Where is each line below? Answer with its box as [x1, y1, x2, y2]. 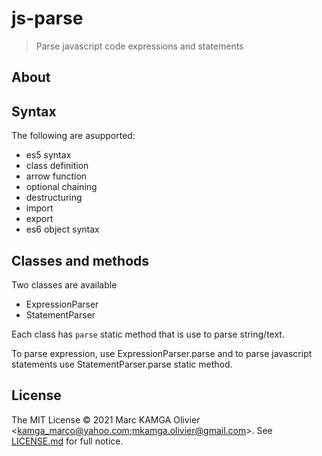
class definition [25, 160, 89, 172]
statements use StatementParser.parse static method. [11, 358, 233, 370]
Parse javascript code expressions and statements [35, 40, 244, 52]
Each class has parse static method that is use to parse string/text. [11, 328, 285, 340]
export [25, 213, 54, 225]
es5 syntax [25, 149, 72, 161]
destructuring [25, 192, 83, 204]
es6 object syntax [25, 223, 100, 236]
